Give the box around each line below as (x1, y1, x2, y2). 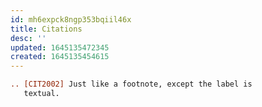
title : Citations (10, 24, 83, 34)
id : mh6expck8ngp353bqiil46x (10, 14, 132, 25)
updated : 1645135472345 (10, 42, 110, 53)
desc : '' (10, 33, 47, 43)
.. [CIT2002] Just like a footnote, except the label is (10, 79, 253, 90)
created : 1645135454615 (10, 52, 110, 62)
